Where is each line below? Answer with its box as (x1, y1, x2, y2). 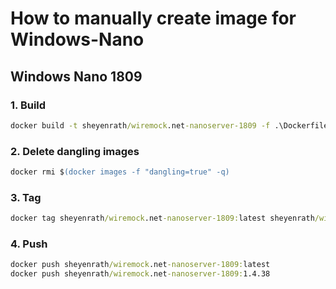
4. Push (10, 237, 48, 251)
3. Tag (10, 190, 42, 204)
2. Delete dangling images (10, 144, 140, 158)
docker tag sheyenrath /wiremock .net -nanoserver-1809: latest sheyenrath (10, 213, 315, 224)
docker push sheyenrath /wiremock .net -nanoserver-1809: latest (10, 260, 271, 270)
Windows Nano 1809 (10, 68, 143, 85)
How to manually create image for (10, 7, 297, 30)
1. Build (10, 98, 47, 112)
